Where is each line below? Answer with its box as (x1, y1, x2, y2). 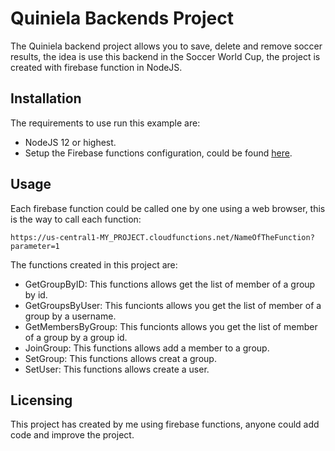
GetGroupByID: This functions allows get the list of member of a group (24, 278, 316, 290)
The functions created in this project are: (10, 258, 178, 271)
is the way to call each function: (10, 213, 142, 225)
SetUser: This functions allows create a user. (24, 363, 210, 375)
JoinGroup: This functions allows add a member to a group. (24, 342, 270, 354)
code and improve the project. (10, 429, 135, 441)
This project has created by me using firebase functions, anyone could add (10, 418, 320, 431)
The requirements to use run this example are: (10, 117, 201, 129)
